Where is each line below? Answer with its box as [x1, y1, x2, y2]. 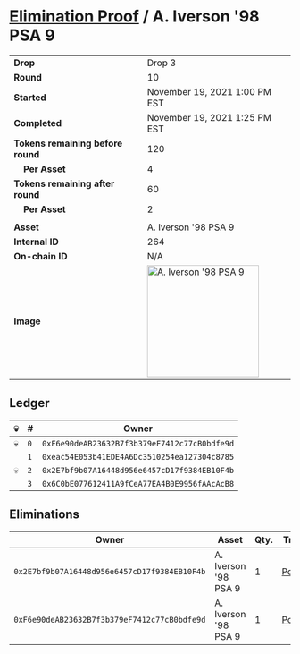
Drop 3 [146, 56, 177, 69]
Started [13, 91, 46, 104]
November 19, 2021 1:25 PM [146, 111, 272, 123]
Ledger [9, 395, 50, 411]
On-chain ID [13, 250, 68, 262]
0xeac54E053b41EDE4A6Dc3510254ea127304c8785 [41, 452, 235, 462]
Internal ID [13, 235, 60, 248]
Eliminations [9, 507, 80, 522]
